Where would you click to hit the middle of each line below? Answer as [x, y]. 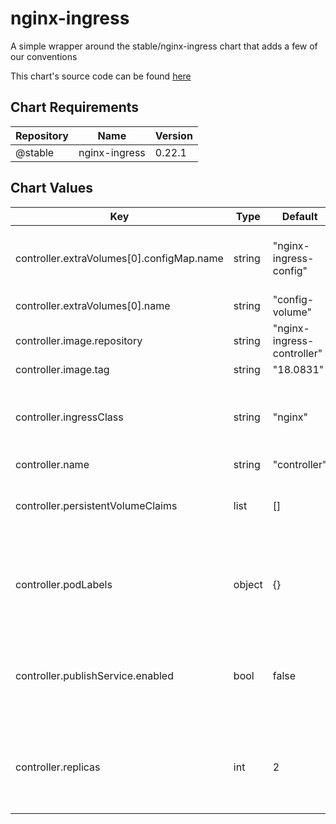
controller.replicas [58, 767]
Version [173, 135]
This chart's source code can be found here [101, 76]
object [248, 584]
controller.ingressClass [69, 417]
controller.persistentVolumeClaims [96, 505]
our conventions [44, 56]
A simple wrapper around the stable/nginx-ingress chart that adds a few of [164, 46]
